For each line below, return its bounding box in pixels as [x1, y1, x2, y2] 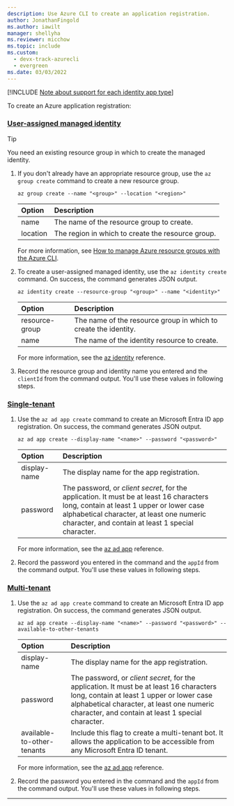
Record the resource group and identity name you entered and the [17, 367, 208, 375]
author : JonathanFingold [7, 17, 79, 24]
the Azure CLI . [17, 254, 59, 262]
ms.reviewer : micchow [7, 36, 70, 43]
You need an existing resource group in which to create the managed [7, 148, 205, 156]
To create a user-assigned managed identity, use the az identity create [17, 267, 227, 276]
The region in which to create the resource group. [54, 228, 217, 238]
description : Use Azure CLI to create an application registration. [7, 10, 210, 17]
